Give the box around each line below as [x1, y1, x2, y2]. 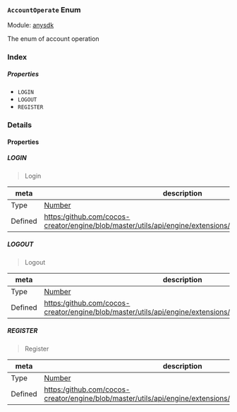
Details [7, 120, 32, 130]
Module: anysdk [7, 21, 54, 30]
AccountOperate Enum [7, 5, 81, 15]
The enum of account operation [7, 35, 100, 43]
